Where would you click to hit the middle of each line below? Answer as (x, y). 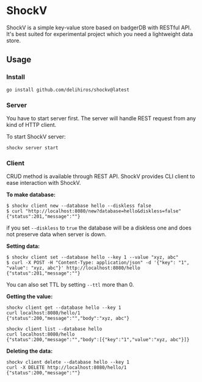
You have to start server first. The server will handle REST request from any (101, 118)
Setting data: (23, 246)
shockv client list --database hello (54, 329)
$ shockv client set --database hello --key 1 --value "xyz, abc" (92, 258)
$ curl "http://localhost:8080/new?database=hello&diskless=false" (94, 211)
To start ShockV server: (36, 136)
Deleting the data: (30, 351)
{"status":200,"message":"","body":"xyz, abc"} (68, 319)
